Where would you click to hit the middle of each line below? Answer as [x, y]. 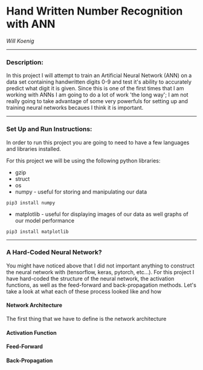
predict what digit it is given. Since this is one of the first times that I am [95, 89]
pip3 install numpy [31, 203]
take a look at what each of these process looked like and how [84, 291]
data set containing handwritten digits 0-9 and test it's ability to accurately [99, 82]
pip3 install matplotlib [37, 232]
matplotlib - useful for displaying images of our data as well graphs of [101, 214]
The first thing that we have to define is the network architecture [86, 319]
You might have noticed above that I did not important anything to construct [100, 266]
